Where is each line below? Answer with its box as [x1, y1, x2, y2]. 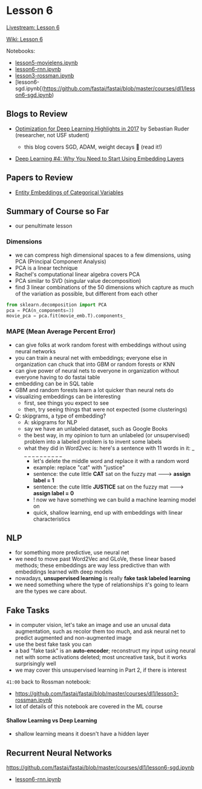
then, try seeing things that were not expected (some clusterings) [24, 405, 187, 413]
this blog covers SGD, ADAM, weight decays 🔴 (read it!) [24, 143, 162, 151]
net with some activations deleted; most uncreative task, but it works [15, 654, 187, 661]
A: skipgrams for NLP [24, 418, 77, 425]
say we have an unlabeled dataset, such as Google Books [24, 425, 168, 432]
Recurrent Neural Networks [6, 748, 112, 758]
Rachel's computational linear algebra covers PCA [15, 271, 140, 278]
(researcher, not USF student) [15, 131, 90, 138]
